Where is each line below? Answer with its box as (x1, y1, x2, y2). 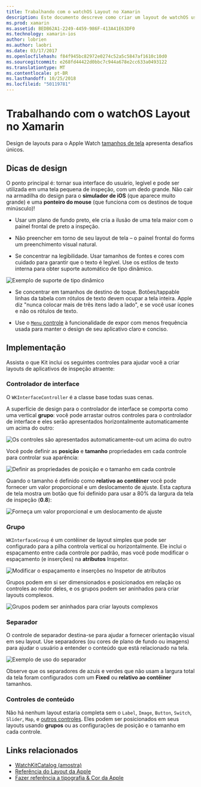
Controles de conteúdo (6, 695, 75, 704)
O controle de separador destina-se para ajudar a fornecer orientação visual (6, 632, 194, 639)
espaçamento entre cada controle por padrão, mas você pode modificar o (6, 549, 189, 556)
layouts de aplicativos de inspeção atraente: (6, 365, 115, 372)
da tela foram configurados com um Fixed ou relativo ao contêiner (6, 674, 172, 681)
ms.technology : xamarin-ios (6, 31, 77, 37)
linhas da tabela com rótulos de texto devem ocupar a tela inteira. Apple (14, 294, 193, 301)
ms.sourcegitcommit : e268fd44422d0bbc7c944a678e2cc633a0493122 (6, 59, 167, 65)
